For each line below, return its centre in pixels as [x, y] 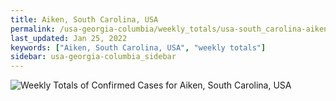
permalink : [33, 29]
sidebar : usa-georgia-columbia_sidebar [93, 57]
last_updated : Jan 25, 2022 [69, 38]
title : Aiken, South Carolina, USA [84, 19]
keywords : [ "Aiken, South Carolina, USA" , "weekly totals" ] [138, 47]
